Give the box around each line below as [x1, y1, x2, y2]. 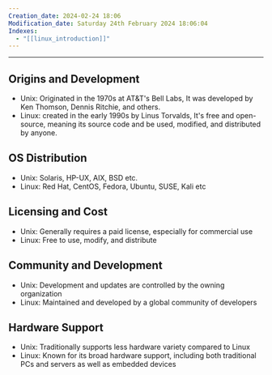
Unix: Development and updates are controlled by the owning [19, 280, 225, 290]
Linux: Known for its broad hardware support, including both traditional [19, 351, 257, 360]
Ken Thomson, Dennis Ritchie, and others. [19, 102, 160, 112]
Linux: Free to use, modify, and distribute [19, 235, 157, 245]
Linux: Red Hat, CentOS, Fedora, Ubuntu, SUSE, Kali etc [19, 181, 206, 191]
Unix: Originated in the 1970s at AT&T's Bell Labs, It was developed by [19, 94, 253, 104]
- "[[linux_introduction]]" [15, 34, 111, 43]
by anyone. [19, 128, 58, 138]
